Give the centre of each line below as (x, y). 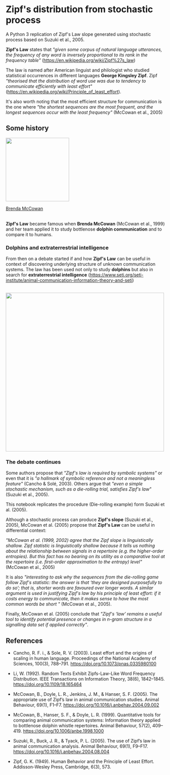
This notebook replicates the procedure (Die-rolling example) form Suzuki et (85, 504)
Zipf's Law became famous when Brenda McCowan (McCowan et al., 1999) (85, 223)
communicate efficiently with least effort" (49, 86)
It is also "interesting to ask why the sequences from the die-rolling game (82, 577)
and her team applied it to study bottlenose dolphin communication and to (84, 229)
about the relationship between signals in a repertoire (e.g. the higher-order (85, 551)
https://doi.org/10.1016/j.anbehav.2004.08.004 (61, 752)
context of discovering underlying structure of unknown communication (81, 264)
